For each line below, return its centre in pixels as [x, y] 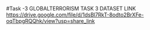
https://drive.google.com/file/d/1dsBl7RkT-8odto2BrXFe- [75, 15]
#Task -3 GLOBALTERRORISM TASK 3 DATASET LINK [71, 9]
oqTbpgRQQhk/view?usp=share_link [51, 21]
